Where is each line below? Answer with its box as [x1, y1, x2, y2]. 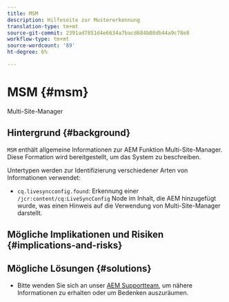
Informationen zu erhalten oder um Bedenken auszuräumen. [17, 288, 189, 296]
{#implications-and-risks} [7, 239, 123, 252]
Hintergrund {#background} [7, 127, 131, 139]
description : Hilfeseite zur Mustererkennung [7, 17, 140, 23]
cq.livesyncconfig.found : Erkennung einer [17, 187, 139, 195]
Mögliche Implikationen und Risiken [7, 229, 164, 241]
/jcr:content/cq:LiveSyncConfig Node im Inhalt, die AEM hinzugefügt [17, 194, 217, 202]
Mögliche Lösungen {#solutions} [7, 263, 152, 274]
